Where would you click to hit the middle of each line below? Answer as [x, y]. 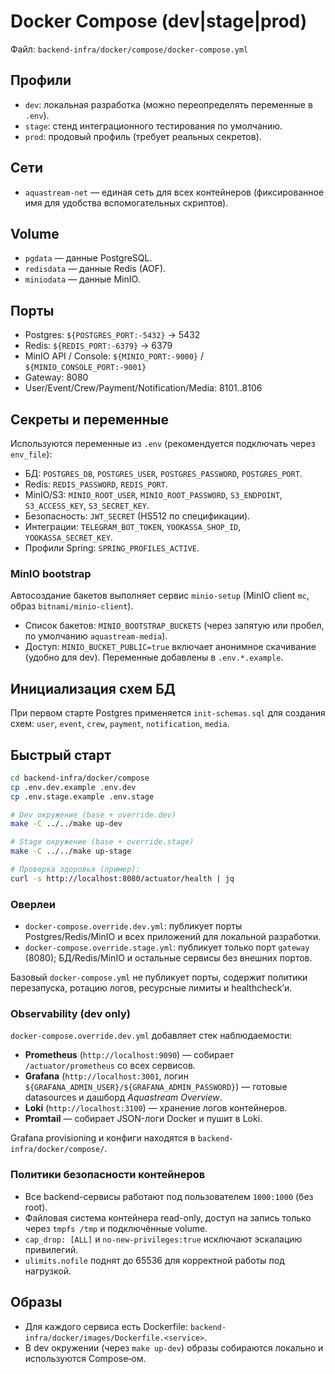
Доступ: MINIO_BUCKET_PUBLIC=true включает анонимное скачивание [170, 647]
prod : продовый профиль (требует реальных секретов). [143, 136]
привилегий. [51, 1249]
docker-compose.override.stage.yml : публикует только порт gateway [167, 947]
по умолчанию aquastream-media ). [96, 636]
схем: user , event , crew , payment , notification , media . [120, 724]
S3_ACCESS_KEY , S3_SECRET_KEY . [87, 505]
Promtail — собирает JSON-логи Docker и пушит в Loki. [143, 1119]
